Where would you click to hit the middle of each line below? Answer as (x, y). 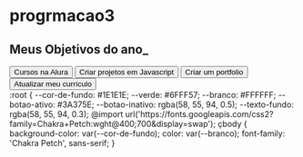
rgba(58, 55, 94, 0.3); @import (66, 114)
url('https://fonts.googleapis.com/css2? (199, 114)
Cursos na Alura (41, 72)
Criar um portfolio (214, 72)
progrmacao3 (62, 16)
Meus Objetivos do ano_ (79, 49)
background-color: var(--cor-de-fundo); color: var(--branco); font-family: (147, 133)
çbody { (232, 124)
